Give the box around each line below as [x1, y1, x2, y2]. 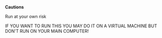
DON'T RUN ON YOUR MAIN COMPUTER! [5, 28, 89, 34]
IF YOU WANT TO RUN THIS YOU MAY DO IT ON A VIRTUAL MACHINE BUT [5, 23, 157, 29]
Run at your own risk [5, 14, 47, 19]
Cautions [5, 4, 24, 10]
